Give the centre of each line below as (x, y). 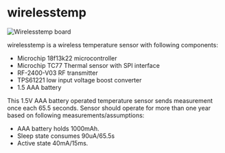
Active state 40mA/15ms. (52, 143)
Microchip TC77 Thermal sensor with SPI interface (88, 65)
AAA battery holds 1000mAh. (58, 128)
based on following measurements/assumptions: (76, 115)
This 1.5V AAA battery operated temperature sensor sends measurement (110, 100)
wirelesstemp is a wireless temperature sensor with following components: (113, 45)
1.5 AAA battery (39, 87)
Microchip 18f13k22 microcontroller (67, 58)
